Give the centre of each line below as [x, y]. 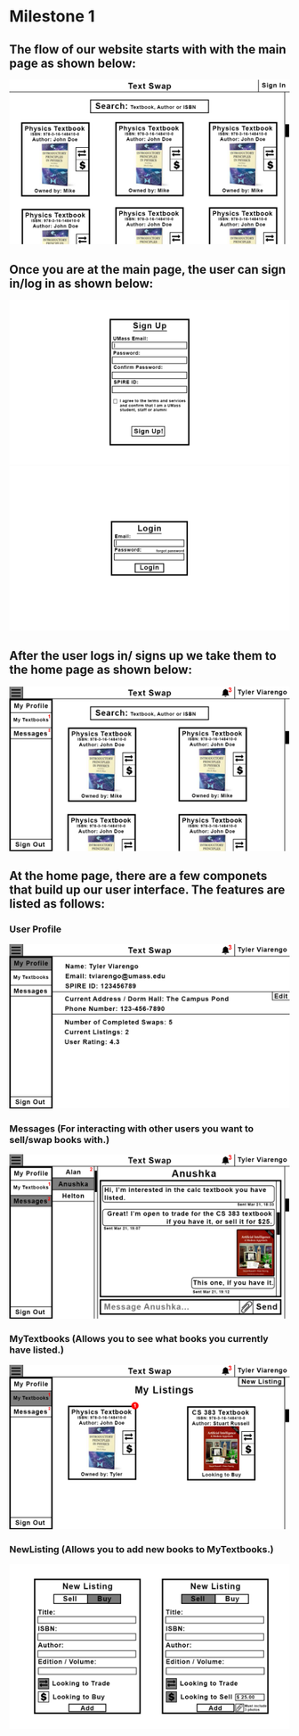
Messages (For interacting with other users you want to [132, 1128]
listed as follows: [57, 904]
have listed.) [37, 1350]
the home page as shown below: [101, 670]
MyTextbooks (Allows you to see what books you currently [139, 1339]
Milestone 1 [52, 16]
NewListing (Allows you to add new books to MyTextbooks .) [141, 1550]
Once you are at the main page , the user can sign [148, 269]
